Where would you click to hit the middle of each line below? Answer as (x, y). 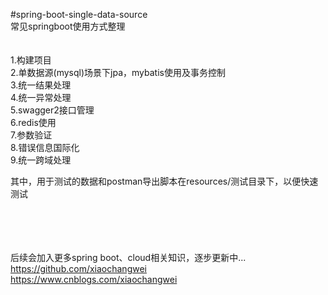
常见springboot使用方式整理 (68, 26)
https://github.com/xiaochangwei (78, 268)
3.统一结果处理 (41, 85)
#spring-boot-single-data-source (79, 14)
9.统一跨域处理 (41, 160)
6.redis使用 (33, 122)
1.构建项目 (31, 60)
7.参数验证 (31, 135)
